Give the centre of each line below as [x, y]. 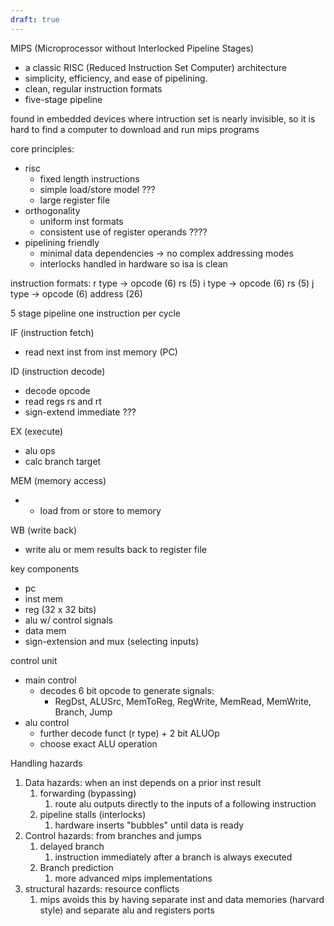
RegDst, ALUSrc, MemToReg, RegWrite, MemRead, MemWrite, [183, 701]
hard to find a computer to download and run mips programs [135, 129]
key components [45, 568]
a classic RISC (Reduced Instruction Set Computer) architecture [156, 67]
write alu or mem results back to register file [115, 549]
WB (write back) [44, 530]
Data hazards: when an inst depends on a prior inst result [143, 782]
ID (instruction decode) [58, 371]
